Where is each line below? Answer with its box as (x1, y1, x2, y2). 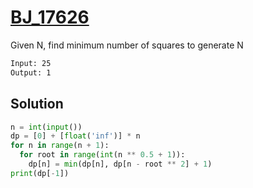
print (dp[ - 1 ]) (10, 168, 70, 178)
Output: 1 (10, 67, 52, 78)
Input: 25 (10, 58, 52, 68)
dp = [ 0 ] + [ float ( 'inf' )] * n (10, 131, 141, 141)
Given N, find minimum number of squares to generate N (10, 39, 244, 51)
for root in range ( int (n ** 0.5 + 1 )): (19, 150, 186, 160)
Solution (10, 96, 64, 113)
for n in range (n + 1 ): (10, 141, 110, 151)
